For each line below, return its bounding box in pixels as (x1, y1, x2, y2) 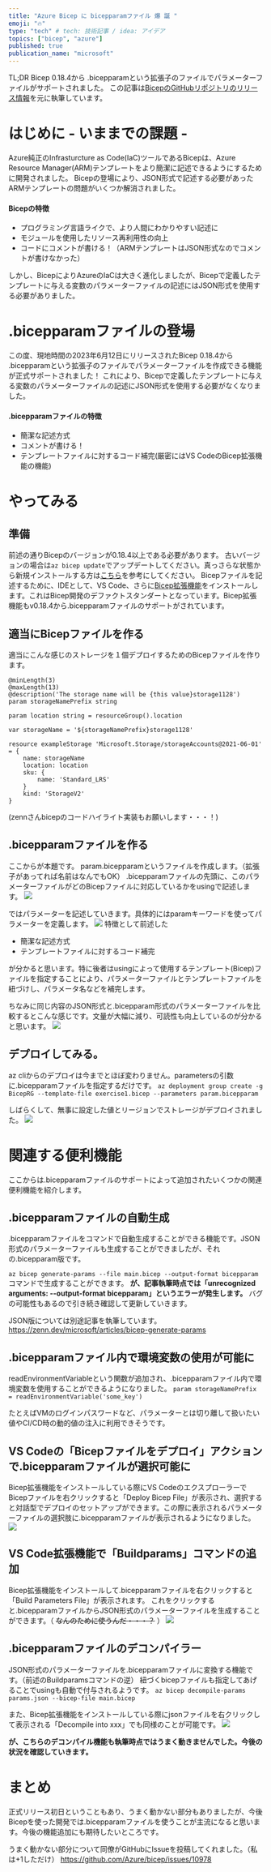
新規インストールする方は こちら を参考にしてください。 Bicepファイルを (15, 571, 256, 580)
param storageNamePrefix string (8, 698, 117, 706)
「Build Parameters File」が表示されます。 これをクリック (8, 1595, 201, 1605)
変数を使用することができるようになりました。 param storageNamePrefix (15, 1384, 257, 1394)
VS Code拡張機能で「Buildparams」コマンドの (8, 1547, 247, 1561)
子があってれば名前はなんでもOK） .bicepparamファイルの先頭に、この (8, 871, 246, 880)
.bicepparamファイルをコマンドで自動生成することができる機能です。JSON (8, 1234, 260, 1244)
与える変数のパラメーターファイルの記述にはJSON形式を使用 (50, 281, 254, 290)
